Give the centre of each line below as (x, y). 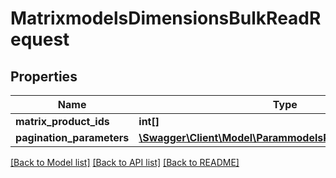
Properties (44, 76)
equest (40, 39)
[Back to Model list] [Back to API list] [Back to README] (125, 162)
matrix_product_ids (62, 121)
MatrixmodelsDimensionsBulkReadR (166, 18)
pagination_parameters (72, 137)
